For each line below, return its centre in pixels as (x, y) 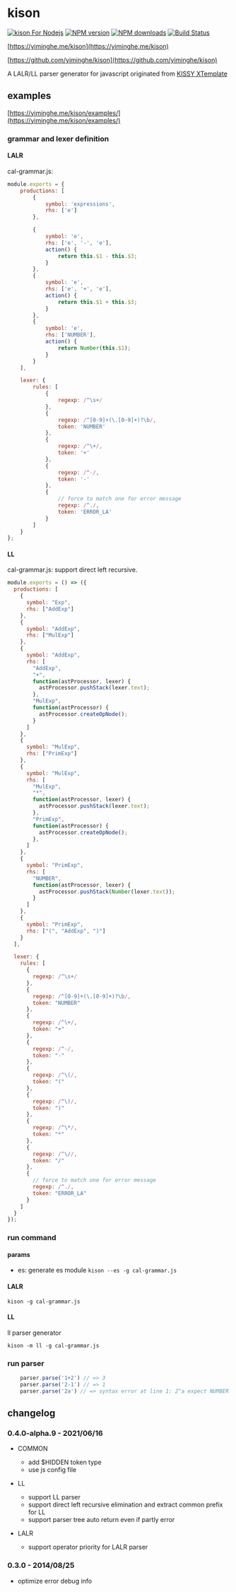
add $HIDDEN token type (65, 1462)
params (19, 1254)
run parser (26, 1363)
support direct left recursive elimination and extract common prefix (125, 1505)
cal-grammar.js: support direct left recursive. (72, 570)
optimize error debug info (55, 1581)
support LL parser (54, 1497)
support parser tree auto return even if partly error (101, 1520)
